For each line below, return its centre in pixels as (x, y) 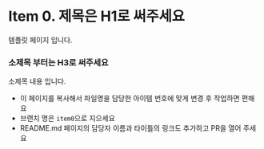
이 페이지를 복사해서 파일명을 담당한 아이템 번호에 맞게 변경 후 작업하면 (130, 98)
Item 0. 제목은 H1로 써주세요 (97, 16)
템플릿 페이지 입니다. (40, 40)
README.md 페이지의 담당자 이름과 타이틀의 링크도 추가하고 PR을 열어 (130, 128)
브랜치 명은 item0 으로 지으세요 (68, 118)
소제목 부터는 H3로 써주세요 (58, 62)
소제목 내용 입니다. (37, 81)
